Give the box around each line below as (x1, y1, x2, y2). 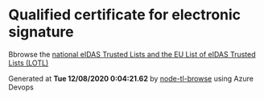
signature (8, 23, 74, 41)
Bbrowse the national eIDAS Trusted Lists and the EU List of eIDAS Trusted (8, 49, 256, 59)
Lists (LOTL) (8, 58, 49, 68)
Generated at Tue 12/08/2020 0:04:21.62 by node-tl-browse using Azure (8, 73, 254, 83)
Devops (8, 82, 34, 92)
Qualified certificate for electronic (8, 6, 241, 24)
